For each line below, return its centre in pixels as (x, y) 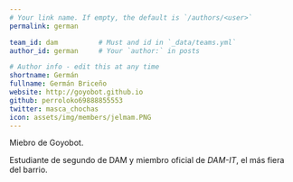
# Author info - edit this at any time (85, 67)
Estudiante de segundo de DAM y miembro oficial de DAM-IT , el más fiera (147, 160)
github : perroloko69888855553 (66, 100)
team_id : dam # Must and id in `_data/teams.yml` (123, 42)
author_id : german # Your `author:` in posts (105, 50)
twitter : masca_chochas (54, 109)
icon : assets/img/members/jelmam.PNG (80, 117)
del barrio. (28, 170)
